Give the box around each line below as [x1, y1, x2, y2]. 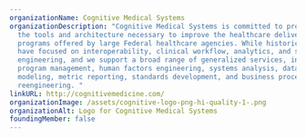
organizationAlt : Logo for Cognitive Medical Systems [9, 106, 219, 115]
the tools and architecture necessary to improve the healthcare [17, 30, 271, 39]
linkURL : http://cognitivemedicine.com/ [9, 89, 166, 98]
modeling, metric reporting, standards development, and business [17, 73, 275, 82]
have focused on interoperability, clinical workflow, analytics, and [17, 47, 291, 56]
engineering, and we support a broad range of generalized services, [17, 55, 287, 64]
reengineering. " [17, 81, 84, 90]
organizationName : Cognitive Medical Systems [9, 13, 185, 23]
